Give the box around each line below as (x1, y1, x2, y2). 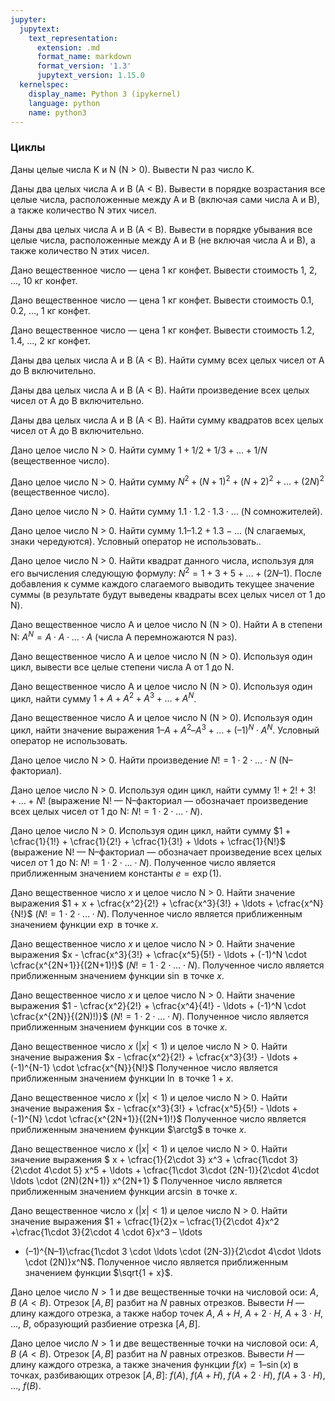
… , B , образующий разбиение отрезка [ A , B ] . (10, 1317, 201, 1330)
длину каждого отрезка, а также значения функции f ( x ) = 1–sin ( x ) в (10, 1358, 299, 1370)
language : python (28, 98, 101, 108)
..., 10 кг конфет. (10, 274, 78, 286)
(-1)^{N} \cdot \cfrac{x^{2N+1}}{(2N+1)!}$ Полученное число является (10, 1112, 307, 1125)
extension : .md (36, 42, 101, 53)
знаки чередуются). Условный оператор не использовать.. (10, 536, 262, 548)
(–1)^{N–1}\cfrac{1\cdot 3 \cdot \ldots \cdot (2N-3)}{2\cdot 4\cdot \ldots (24, 1245, 322, 1257)
